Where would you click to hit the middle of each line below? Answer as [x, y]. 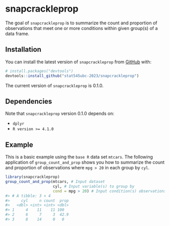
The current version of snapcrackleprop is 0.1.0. [54, 85]
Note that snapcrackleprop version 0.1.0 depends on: [60, 114]
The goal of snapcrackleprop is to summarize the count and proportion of [81, 23]
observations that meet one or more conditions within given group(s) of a [81, 28]
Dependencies [29, 101]
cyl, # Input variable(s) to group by [94, 186]
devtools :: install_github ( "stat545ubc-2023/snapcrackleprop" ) [72, 76]
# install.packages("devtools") [39, 71]
